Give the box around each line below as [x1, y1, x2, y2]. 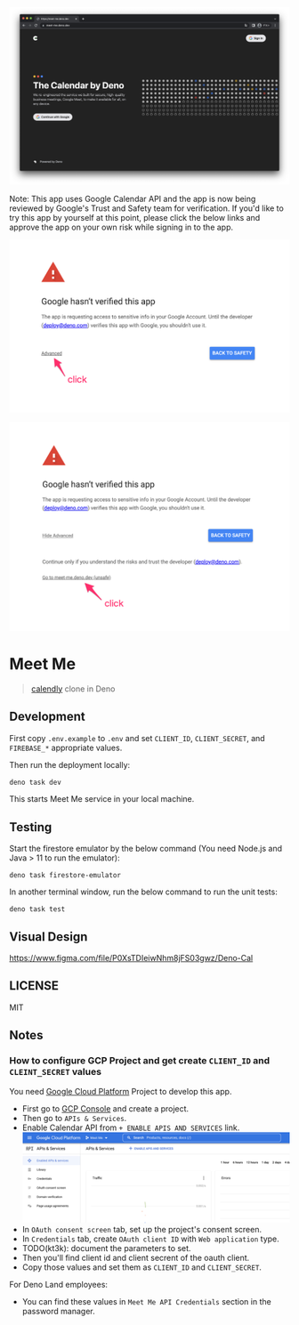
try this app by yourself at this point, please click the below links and [9, 213, 261, 223]
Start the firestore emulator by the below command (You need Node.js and [9, 844, 283, 854]
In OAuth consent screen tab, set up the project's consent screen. [21, 1224, 263, 1234]
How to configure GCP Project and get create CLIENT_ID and [9, 1054, 271, 1067]
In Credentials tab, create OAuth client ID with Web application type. [21, 1233, 280, 1244]
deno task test [9, 905, 66, 914]
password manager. [21, 1305, 95, 1316]
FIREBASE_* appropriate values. [9, 742, 123, 753]
